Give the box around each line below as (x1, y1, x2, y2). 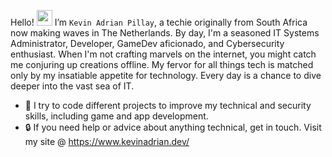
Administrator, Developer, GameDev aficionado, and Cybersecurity (10, 38, 285, 49)
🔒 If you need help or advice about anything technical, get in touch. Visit (24, 121, 322, 133)
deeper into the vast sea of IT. (10, 80, 135, 92)
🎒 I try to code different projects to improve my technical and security (24, 100, 312, 111)
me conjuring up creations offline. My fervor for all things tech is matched (10, 59, 314, 70)
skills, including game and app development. (24, 110, 209, 122)
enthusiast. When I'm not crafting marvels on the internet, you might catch (10, 48, 317, 60)
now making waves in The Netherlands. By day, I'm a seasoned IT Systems (10, 27, 320, 39)
